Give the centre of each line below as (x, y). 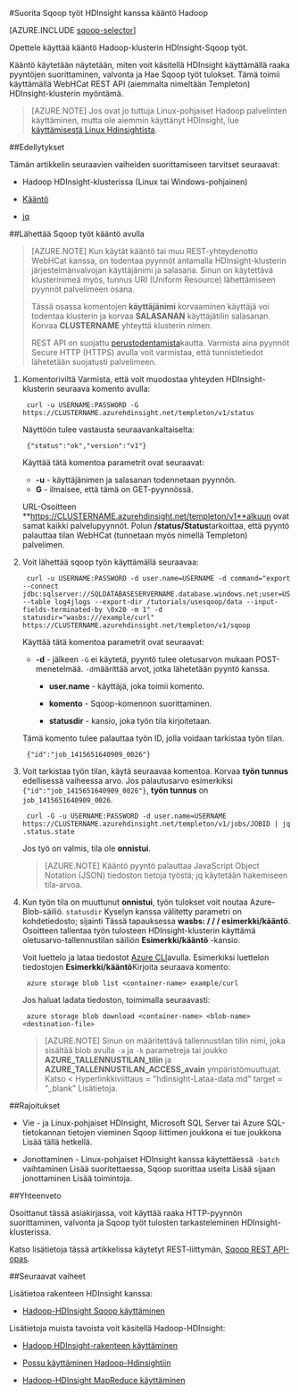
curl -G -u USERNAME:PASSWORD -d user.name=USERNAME (126, 816)
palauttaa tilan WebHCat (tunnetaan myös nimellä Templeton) (135, 535)
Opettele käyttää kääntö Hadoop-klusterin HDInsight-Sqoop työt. (129, 47)
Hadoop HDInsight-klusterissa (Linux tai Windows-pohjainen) (135, 182)
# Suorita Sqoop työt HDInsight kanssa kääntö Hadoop (108, 13)
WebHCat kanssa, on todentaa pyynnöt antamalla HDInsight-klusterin (158, 260)
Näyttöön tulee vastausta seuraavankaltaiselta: (108, 429)
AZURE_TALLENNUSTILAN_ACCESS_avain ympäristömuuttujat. (162, 1069)
